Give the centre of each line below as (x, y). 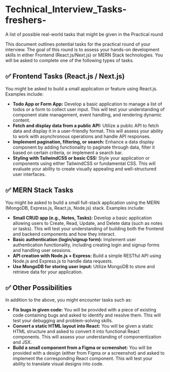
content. (21, 120)
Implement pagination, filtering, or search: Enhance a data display (83, 141)
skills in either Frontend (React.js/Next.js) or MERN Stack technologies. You (84, 55)
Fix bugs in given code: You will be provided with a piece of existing (84, 310)
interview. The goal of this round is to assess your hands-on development (82, 49)
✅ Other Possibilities (39, 288)
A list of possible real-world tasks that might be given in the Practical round (84, 34)
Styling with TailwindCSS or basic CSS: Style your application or (81, 158)
